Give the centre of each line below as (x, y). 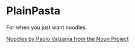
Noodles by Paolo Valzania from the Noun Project (67, 39)
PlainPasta (33, 11)
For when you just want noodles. (47, 27)
